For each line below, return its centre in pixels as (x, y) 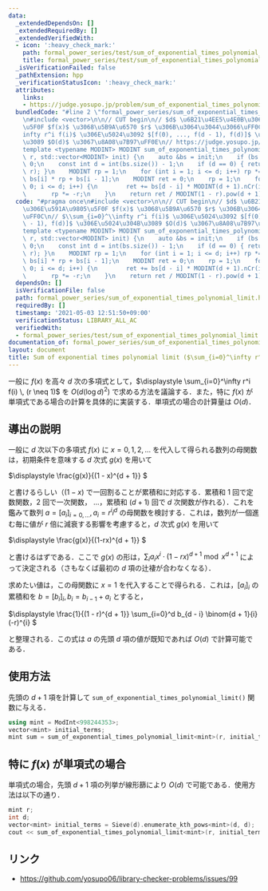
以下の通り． (43, 795)
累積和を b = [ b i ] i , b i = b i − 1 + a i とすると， (78, 598)
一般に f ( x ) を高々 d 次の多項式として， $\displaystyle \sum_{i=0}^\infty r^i (130, 381)
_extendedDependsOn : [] (55, 23)
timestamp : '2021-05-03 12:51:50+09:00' (83, 312)
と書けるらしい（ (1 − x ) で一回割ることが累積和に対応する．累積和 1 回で (128, 492)
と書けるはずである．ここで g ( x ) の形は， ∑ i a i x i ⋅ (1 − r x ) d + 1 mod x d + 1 (123, 557)
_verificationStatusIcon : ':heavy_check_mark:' (96, 82)
